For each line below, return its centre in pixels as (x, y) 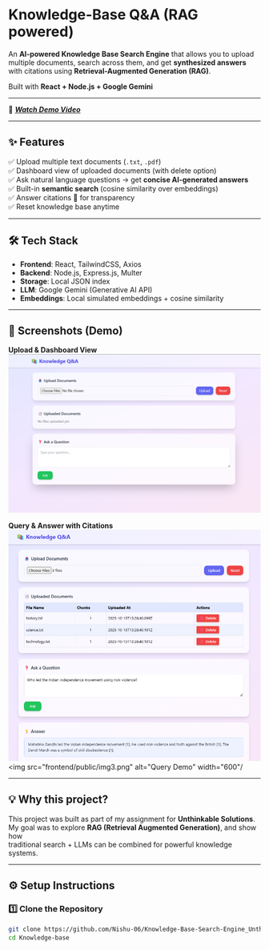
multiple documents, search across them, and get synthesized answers (127, 62)
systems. (23, 853)
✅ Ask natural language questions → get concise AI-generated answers (128, 179)
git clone (25, 930)
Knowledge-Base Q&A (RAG (103, 15)
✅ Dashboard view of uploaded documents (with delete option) (112, 171)
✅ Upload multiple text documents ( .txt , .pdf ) (85, 161)
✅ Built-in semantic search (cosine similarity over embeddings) (113, 188)
